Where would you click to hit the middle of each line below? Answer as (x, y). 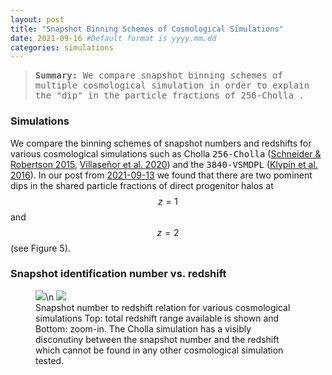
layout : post (37, 19)
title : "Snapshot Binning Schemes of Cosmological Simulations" (147, 29)
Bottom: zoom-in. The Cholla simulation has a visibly (143, 328)
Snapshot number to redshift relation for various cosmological (163, 307)
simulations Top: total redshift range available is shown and (157, 318)
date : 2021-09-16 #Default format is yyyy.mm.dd (113, 38)
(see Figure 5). (40, 248)
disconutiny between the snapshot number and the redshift (157, 339)
